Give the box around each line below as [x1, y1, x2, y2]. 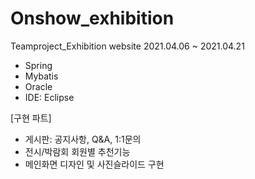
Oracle [24, 80, 53, 92]
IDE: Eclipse [24, 91, 75, 103]
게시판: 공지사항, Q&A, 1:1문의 [24, 133, 142, 145]
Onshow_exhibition [10, 7, 175, 30]
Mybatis [24, 70, 59, 82]
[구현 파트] [10, 112, 52, 124]
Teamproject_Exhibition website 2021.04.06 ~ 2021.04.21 [10, 40, 245, 52]
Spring [24, 59, 53, 71]
